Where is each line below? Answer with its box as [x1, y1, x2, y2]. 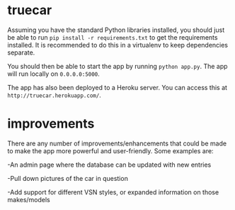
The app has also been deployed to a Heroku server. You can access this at [7, 83, 228, 92]
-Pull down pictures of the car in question [7, 174, 129, 182]
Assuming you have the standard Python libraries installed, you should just [7, 26, 225, 34]
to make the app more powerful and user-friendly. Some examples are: [7, 146, 214, 155]
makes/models [7, 195, 51, 204]
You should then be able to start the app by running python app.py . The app [7, 62, 228, 70]
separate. [7, 48, 35, 57]
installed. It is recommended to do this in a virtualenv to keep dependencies [7, 40, 229, 49]
